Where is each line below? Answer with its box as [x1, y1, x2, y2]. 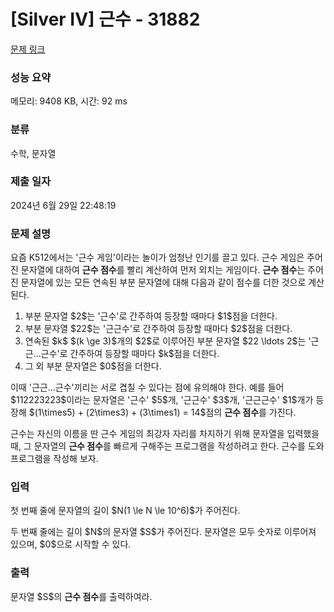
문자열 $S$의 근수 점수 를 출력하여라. [10, 590, 153, 602]
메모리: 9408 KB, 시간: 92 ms [10, 95, 128, 107]
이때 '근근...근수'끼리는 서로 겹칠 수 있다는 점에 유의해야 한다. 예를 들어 [10, 381, 285, 394]
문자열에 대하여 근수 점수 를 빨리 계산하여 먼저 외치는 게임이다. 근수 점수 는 [20, 264, 306, 276]
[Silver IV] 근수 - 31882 [10, 8, 201, 31]
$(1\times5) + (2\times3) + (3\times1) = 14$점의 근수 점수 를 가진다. [28, 406, 297, 419]
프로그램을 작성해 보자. [10, 453, 99, 465]
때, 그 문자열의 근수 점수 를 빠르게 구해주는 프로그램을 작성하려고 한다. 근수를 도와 [10, 440, 325, 452]
